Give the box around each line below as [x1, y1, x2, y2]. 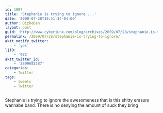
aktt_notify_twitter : [5, 39, 49, 44]
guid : [5, 30, 16, 34]
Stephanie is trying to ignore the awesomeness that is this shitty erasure [5, 97, 149, 103]
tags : [5, 75, 16, 80]
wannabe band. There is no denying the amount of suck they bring [5, 102, 138, 108]
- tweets [14, 79, 32, 84]
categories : [5, 66, 29, 71]
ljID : [5, 48, 16, 52]
